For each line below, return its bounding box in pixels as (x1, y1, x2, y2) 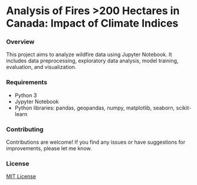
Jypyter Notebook (14, 98, 59, 105)
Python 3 (14, 91, 37, 98)
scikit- (176, 104, 192, 111)
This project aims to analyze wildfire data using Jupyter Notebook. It (6, 51, 172, 58)
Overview (6, 38, 35, 46)
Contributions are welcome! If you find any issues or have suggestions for (6, 138, 186, 146)
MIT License (6, 173, 37, 180)
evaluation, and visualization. (6, 64, 77, 71)
